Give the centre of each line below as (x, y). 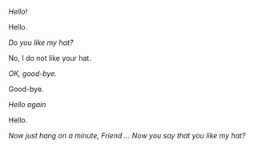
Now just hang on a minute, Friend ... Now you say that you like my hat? (127, 136)
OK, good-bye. (33, 74)
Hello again (27, 104)
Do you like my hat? (41, 42)
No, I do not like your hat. (50, 58)
